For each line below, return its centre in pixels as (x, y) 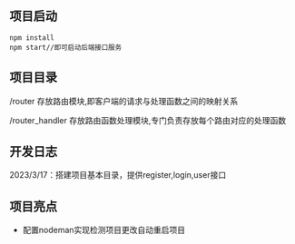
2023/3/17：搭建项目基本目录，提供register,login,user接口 (118, 175)
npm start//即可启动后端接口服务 (66, 47)
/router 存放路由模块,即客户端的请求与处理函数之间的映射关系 (124, 101)
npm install (32, 38)
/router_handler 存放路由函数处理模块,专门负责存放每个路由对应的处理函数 (148, 120)
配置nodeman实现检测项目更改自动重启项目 (104, 230)
